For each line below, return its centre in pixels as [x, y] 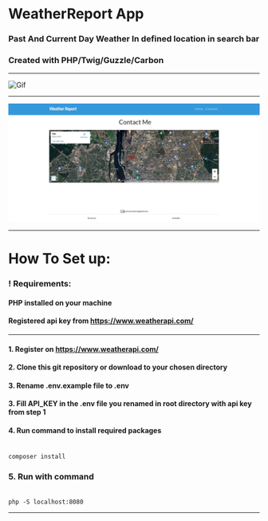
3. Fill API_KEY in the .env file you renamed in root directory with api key [130, 404]
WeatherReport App [76, 14]
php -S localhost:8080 [46, 502]
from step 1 [27, 412]
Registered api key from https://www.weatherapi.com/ [101, 321]
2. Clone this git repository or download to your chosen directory [118, 367]
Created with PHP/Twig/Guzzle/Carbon [86, 61]
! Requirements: [40, 284]
